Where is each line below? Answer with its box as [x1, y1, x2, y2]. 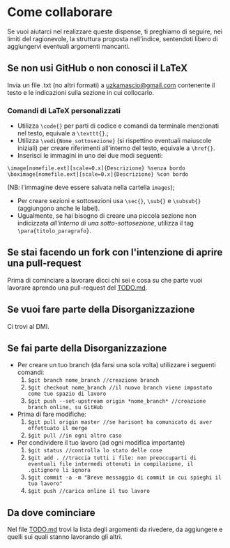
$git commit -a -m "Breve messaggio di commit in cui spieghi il [27, 474, 222, 482]
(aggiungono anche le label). [17, 204, 100, 213]
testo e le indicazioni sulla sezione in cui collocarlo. [7, 88, 155, 96]
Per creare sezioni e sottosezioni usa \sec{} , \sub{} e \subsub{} [17, 197, 201, 205]
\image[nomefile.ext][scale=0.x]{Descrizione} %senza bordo [7, 165, 186, 172]
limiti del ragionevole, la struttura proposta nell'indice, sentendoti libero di [7, 34, 218, 43]
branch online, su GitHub [27, 404, 103, 411]
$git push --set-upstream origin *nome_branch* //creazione [27, 398, 206, 405]
